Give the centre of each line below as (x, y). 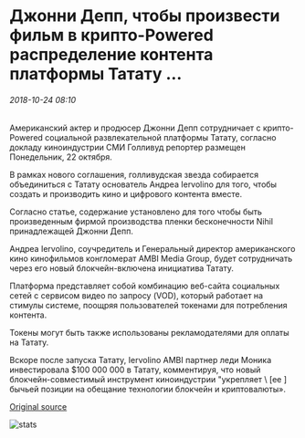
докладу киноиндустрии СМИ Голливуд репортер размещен (128, 148)
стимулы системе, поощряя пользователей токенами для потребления (148, 306)
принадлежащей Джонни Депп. (72, 231)
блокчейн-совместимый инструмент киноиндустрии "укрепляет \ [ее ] (148, 380)
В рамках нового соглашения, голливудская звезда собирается (134, 175)
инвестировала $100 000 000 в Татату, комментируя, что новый (135, 370)
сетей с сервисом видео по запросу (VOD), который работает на (136, 296)
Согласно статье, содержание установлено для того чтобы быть (136, 212)
